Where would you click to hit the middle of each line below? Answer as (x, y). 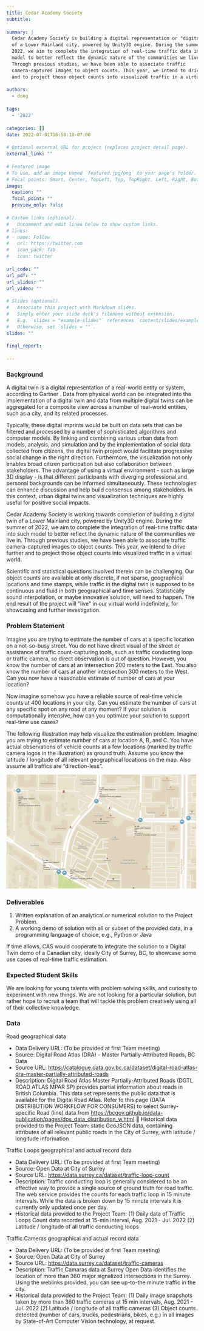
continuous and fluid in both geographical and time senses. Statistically (96, 591)
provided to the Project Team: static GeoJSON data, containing (94, 1126)
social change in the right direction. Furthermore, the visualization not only (99, 457)
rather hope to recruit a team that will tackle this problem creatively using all (101, 1001)
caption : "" (27, 192)
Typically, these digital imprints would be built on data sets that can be (94, 425)
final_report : (24, 346)
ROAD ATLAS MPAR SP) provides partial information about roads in (99, 1087)
